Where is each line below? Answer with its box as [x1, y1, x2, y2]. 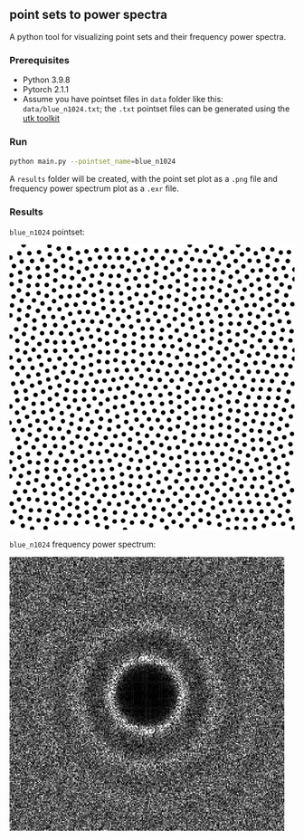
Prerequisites [9, 53, 70, 66]
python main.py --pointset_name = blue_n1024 [9, 157, 176, 167]
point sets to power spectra [9, 7, 167, 23]
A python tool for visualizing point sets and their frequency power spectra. [9, 31, 287, 42]
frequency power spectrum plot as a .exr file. [9, 183, 179, 194]
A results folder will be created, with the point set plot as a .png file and [9, 174, 278, 185]
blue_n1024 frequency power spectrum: [9, 539, 157, 549]
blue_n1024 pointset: [9, 226, 85, 237]
